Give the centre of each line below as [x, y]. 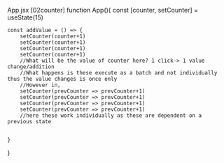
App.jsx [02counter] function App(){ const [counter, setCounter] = [103, 10]
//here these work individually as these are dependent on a [111, 116]
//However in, [40, 85]
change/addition [31, 67]
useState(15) [26, 17]
